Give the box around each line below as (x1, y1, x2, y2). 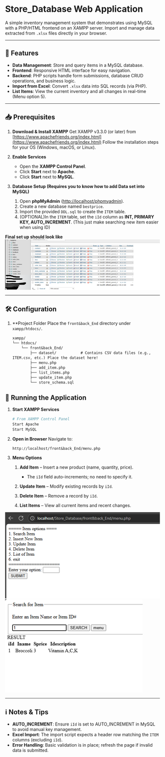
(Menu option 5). (12, 94, 47, 99)
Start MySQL (12, 427, 37, 432)
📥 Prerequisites (5, 113, 55, 122)
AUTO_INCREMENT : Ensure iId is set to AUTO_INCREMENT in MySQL (12, 721, 156, 727)
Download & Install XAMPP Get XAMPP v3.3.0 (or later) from (12, 128, 137, 134)
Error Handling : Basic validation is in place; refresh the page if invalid (12, 742, 153, 748)
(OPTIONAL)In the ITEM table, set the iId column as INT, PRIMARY (19, 214, 155, 220)
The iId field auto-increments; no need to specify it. (27, 473, 133, 479)
